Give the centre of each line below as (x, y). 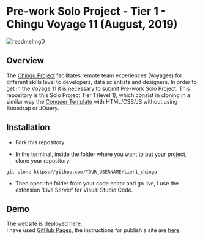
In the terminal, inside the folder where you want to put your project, (101, 154)
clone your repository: (43, 160)
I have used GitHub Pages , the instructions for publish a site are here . (94, 230)
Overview (25, 60)
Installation (28, 127)
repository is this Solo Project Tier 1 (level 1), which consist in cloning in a (98, 95)
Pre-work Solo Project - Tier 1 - (86, 11)
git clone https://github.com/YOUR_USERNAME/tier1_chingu (82, 172)
